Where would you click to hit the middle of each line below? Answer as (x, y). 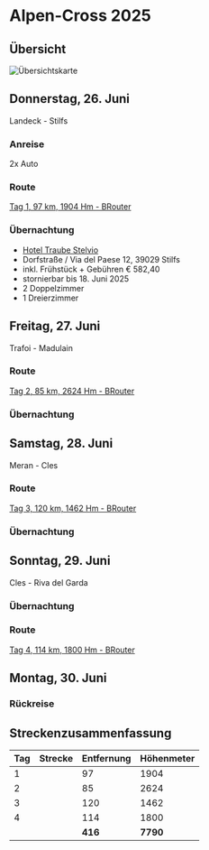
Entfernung (106, 758)
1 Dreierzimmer (50, 298)
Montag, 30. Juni (58, 678)
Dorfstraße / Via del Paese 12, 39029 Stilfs (101, 259)
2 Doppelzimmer (53, 288)
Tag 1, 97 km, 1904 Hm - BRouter (70, 207)
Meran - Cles (34, 465)
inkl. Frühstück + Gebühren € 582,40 (91, 269)
